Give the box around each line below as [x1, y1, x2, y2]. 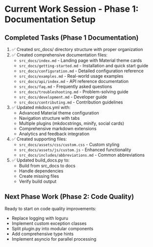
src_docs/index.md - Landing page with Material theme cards [19, 57, 142, 63]
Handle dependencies [19, 168, 64, 174]
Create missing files [19, 173, 59, 179]
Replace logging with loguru [11, 215, 68, 221]
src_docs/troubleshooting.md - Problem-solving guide [19, 89, 129, 94]
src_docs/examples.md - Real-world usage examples [19, 73, 124, 79]
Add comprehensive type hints [11, 231, 74, 237]
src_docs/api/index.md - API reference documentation [19, 79, 129, 84]
